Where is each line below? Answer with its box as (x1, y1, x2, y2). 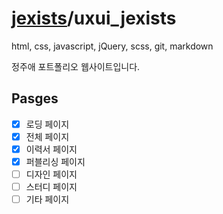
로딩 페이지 (25, 118, 70, 130)
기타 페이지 (25, 193, 70, 206)
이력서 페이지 (25, 143, 78, 155)
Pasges (11, 90, 59, 107)
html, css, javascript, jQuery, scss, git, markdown (11, 40, 214, 52)
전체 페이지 (25, 130, 70, 142)
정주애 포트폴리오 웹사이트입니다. (11, 60, 141, 72)
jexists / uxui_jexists (11, 7, 177, 30)
